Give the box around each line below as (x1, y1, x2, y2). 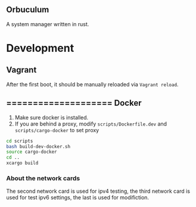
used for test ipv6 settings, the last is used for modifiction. (6, 194, 150, 201)
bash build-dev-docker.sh (6, 143, 70, 149)
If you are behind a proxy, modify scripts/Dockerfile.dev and (14, 120, 167, 127)
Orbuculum (6, 5, 49, 15)
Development (6, 42, 74, 55)
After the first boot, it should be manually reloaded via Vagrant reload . (6, 80, 179, 88)
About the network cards (6, 174, 80, 182)
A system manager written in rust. (6, 20, 89, 27)
